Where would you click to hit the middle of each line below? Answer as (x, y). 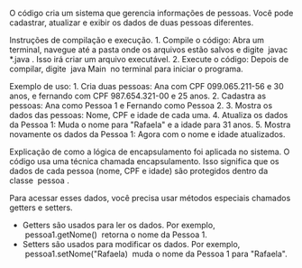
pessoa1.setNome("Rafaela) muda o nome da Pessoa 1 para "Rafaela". (156, 254)
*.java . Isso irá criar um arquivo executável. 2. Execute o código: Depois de (149, 59)
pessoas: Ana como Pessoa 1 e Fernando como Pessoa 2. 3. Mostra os (141, 106)
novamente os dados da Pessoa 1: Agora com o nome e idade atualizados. (147, 134)
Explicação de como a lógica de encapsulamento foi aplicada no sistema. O (150, 152)
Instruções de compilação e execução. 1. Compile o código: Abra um (137, 40)
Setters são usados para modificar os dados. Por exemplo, (131, 244)
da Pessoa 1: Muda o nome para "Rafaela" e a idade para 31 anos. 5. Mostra (150, 125)
